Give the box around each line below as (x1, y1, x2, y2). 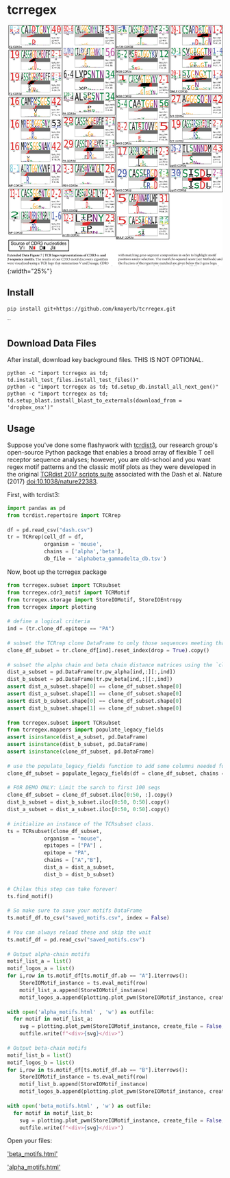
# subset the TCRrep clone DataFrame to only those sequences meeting (7, 640, 213, 647)
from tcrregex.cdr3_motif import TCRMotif (7, 589, 130, 596)
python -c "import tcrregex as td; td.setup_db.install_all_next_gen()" (7, 383, 219, 391)
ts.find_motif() (7, 893, 53, 900)
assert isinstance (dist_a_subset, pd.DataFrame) (7, 734, 149, 741)
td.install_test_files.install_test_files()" (7, 376, 139, 384)
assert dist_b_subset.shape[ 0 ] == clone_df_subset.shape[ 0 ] (7, 697, 183, 704)
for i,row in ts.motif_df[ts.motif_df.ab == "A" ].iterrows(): (7, 972, 188, 979)
